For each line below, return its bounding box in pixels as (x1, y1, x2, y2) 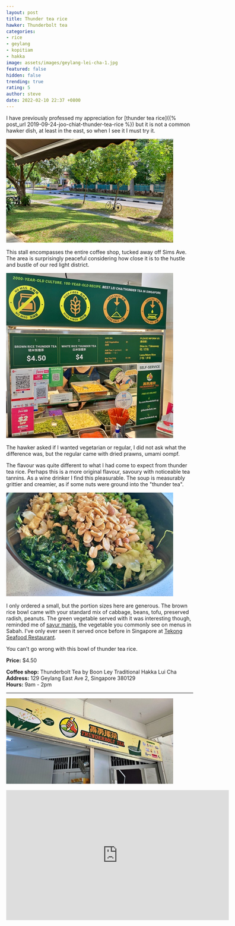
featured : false (6, 66, 46, 72)
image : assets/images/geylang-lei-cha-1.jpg (6, 59, 118, 65)
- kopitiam (6, 48, 33, 53)
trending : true (6, 78, 44, 84)
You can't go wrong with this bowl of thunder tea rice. (6, 645, 138, 652)
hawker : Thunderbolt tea (6, 22, 68, 28)
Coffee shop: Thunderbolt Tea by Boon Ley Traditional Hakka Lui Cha (6, 668, 177, 675)
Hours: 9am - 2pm (6, 681, 52, 688)
